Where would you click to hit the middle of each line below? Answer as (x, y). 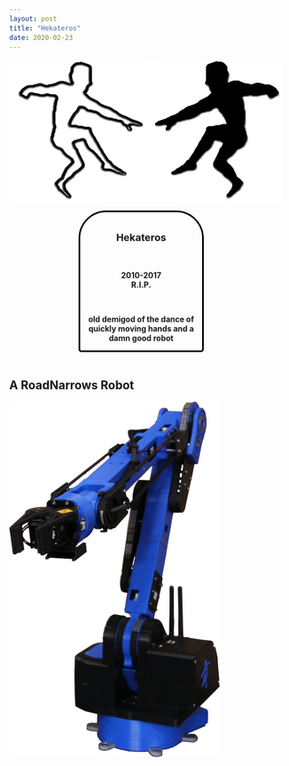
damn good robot (141, 339)
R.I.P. (141, 285)
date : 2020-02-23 (41, 37)
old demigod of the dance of (141, 319)
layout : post (33, 19)
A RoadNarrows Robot (72, 385)
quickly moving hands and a (141, 329)
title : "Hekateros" (45, 28)
